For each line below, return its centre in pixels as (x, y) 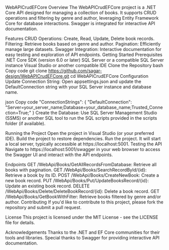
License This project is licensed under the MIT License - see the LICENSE (82, 217)
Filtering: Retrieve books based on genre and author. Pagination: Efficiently (83, 44)
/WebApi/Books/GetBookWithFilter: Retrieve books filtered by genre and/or (83, 197)
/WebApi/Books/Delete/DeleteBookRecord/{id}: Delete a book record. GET (82, 191)
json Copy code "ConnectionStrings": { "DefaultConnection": (69, 102)
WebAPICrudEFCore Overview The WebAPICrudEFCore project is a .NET (81, 7)
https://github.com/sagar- (75, 71)
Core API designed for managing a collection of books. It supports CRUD (81, 13)
